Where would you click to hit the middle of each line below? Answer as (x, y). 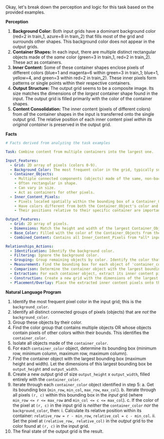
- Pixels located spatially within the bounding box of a (74, 201)
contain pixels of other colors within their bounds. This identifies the (81, 333)
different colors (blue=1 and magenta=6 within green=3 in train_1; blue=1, (86, 73)
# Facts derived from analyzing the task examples (58, 143)
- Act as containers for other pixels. (55, 192)
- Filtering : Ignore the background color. (55, 255)
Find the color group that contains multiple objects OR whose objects (82, 327)
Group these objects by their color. (47, 322)
